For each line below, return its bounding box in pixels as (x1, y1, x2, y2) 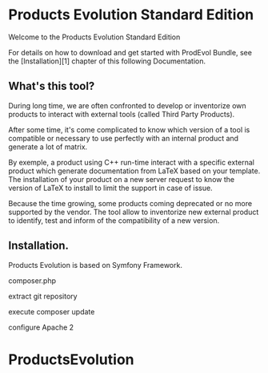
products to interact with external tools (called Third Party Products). (8, 109, 235, 119)
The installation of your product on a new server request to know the (8, 174, 234, 184)
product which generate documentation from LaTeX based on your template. (8, 166, 261, 176)
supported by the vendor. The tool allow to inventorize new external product (8, 207, 259, 217)
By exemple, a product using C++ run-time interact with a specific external (8, 157, 254, 167)
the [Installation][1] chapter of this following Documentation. (8, 56, 206, 66)
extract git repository (8, 291, 78, 301)
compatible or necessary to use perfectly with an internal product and (8, 133, 238, 143)
